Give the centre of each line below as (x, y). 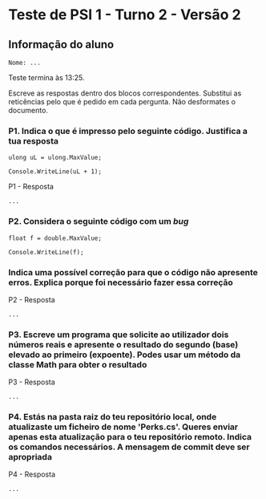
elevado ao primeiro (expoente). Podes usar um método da (125, 355)
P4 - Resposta (32, 474)
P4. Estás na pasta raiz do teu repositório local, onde (113, 417)
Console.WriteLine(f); (46, 252)
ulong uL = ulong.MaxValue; (55, 158)
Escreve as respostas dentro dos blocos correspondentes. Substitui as (125, 93)
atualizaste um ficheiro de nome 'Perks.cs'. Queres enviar (123, 427)
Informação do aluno (61, 45)
